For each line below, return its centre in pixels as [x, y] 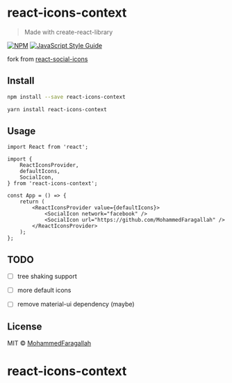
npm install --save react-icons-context [67, 97]
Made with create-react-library [68, 32]
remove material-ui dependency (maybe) [76, 304]
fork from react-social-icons [48, 59]
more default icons [44, 291]
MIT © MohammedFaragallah [49, 343]
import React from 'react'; [48, 147]
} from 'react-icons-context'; [52, 184]
